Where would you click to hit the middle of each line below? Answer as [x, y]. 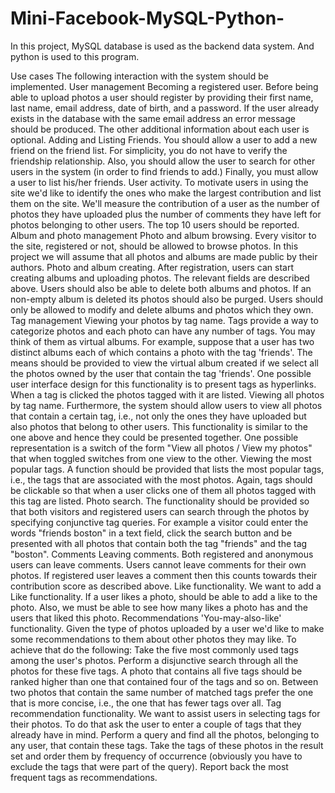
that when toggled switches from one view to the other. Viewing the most [161, 458]
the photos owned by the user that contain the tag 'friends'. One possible [161, 373]
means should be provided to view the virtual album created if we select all [164, 363]
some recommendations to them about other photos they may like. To [153, 639]
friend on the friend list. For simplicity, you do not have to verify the [149, 150]
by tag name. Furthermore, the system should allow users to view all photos [166, 405]
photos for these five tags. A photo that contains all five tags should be [156, 671]
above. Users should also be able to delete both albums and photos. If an [161, 288]
